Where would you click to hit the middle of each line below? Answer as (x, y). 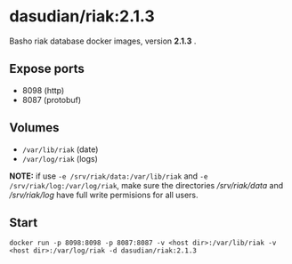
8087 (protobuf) (52, 100)
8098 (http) (43, 90)
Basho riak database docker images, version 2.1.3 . (103, 41)
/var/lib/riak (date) (60, 149)
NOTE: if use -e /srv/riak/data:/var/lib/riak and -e (109, 176)
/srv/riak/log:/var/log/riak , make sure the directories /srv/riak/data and (146, 185)
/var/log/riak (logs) (60, 158)
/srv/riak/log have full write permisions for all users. (104, 195)
